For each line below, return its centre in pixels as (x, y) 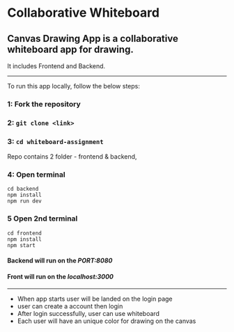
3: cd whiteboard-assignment (55, 141)
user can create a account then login (70, 306)
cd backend (23, 189)
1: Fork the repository (44, 104)
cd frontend (24, 233)
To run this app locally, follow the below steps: (74, 86)
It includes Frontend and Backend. (56, 66)
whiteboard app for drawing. (70, 49)
